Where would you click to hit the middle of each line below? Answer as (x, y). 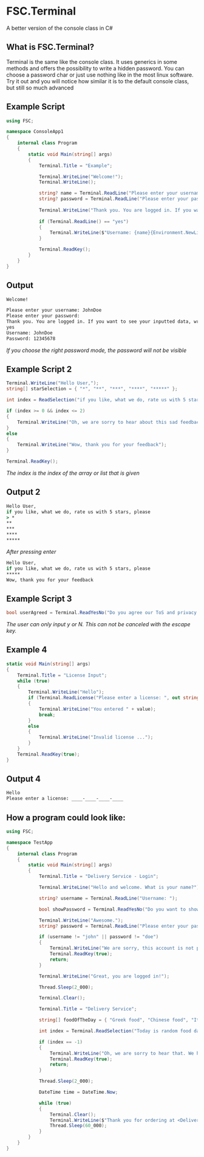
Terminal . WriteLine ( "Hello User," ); (53, 383)
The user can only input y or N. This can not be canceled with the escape (98, 624)
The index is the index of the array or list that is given (73, 473)
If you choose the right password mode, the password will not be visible (97, 350)
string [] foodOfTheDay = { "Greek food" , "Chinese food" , (114, 1020)
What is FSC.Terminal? (50, 47)
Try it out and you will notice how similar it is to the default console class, (98, 81)
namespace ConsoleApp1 (35, 132)
